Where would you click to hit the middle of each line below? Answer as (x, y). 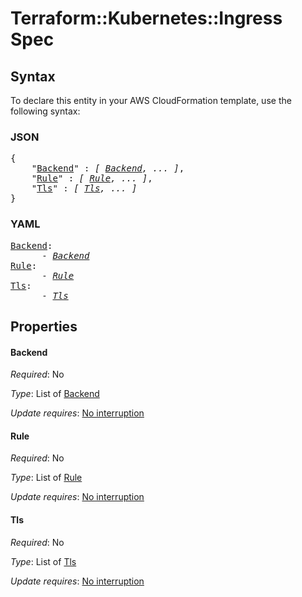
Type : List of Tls (43, 561)
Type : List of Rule (46, 478)
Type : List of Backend (55, 394)
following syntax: (45, 111)
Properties (44, 326)
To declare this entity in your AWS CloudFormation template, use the (151, 100)
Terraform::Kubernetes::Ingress (146, 18)
